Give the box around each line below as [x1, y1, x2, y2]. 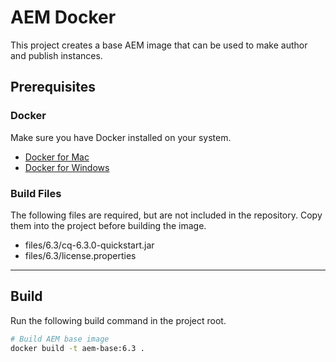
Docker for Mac [24, 151, 90, 163]
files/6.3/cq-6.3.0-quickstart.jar [24, 239, 155, 251]
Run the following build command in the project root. [10, 314, 227, 326]
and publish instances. [10, 49, 103, 61]
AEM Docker [10, 6, 117, 29]
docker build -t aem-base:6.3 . [10, 343, 145, 353]
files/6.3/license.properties [24, 249, 137, 261]
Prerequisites [10, 79, 96, 96]
